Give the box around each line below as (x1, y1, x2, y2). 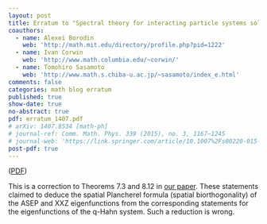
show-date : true (8, 100, 62, 108)
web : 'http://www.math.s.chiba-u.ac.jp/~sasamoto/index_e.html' (22, 71, 240, 79)
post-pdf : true (8, 145, 59, 153)
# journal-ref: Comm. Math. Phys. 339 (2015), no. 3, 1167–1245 (8, 129, 226, 137)
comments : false (8, 78, 62, 86)
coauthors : (8, 26, 44, 34)
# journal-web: (8, 137, 59, 145)
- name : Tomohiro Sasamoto (15, 64, 105, 71)
